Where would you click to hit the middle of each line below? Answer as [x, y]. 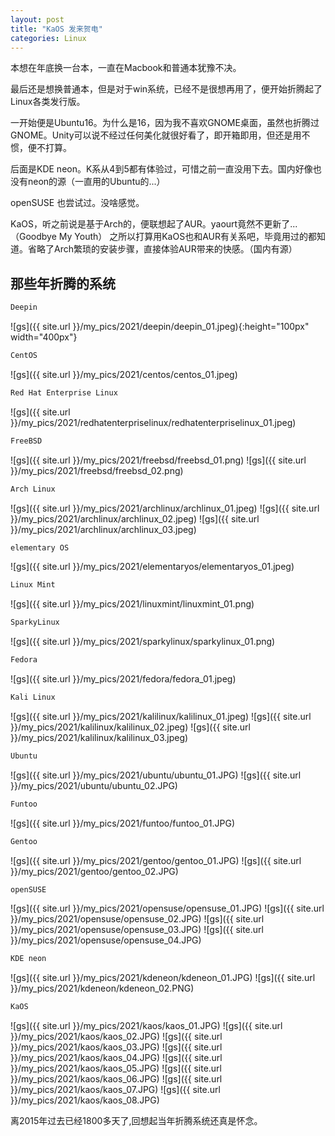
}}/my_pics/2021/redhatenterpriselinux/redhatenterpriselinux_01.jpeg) [153, 422]
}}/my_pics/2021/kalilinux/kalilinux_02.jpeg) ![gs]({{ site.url [130, 727]
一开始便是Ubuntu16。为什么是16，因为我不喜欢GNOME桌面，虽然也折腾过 [165, 123]
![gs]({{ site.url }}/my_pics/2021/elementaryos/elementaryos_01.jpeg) [152, 567]
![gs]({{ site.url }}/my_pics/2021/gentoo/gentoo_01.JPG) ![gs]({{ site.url [156, 860]
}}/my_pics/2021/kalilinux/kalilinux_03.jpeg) [99, 737]
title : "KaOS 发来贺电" [56, 29]
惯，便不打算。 [41, 148]
